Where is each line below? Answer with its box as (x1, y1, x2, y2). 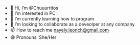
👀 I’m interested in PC (10, 10, 56, 16)
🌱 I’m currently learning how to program (10, 16, 95, 21)
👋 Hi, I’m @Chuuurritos (10, 5, 59, 11)
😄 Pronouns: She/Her (10, 34, 57, 40)
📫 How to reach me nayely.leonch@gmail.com (10, 27, 109, 33)
